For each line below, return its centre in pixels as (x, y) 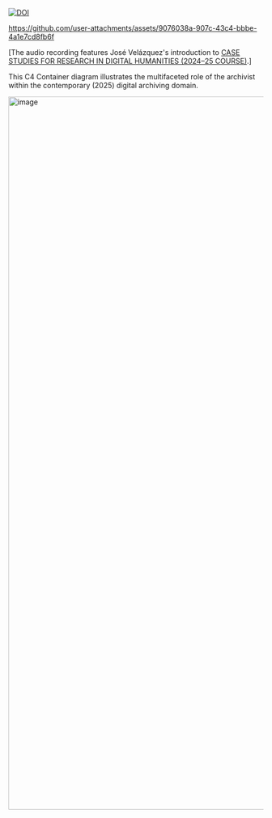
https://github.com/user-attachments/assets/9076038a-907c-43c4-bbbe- (133, 28)
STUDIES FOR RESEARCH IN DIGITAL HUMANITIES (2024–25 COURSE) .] (130, 61)
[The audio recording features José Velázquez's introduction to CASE (124, 52)
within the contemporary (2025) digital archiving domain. (103, 85)
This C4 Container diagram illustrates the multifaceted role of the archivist (132, 76)
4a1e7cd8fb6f (32, 37)
